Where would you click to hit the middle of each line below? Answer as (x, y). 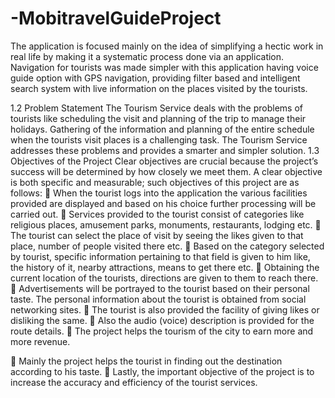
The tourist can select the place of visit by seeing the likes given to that (157, 235)
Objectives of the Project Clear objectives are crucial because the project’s (164, 161)
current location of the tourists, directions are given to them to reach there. (164, 278)
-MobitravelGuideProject (116, 18)
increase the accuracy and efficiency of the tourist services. (134, 382)
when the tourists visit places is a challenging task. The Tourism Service (159, 139)
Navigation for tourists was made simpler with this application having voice (164, 67)
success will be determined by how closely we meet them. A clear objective (166, 171)
